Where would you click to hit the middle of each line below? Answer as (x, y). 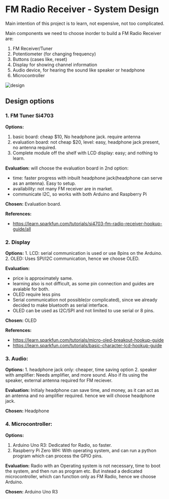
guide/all (22, 229)
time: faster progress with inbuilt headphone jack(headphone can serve (87, 178)
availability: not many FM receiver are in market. (63, 188)
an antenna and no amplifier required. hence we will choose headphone (80, 396)
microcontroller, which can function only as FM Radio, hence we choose (81, 476)
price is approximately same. (43, 278)
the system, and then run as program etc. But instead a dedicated (74, 471)
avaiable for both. (31, 289)
